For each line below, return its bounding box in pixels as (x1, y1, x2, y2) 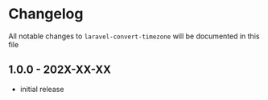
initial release (19, 84, 64, 94)
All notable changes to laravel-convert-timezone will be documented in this (8, 31, 260, 41)
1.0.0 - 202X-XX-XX (8, 63, 111, 77)
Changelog (8, 5, 84, 23)
